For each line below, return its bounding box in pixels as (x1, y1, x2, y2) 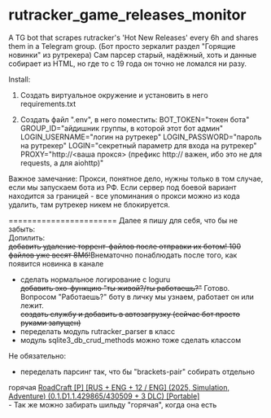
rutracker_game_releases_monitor (8, 6, 247, 24)
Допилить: (8, 232, 46, 242)
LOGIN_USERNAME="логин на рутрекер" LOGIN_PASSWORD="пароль (20, 132, 262, 142)
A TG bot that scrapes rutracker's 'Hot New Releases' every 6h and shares (8, 33, 259, 42)
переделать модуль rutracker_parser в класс (20, 326, 176, 336)
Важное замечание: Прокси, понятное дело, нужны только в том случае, (8, 174, 264, 183)
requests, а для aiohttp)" (20, 157, 104, 168)
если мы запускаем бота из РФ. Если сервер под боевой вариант (8, 182, 238, 192)
